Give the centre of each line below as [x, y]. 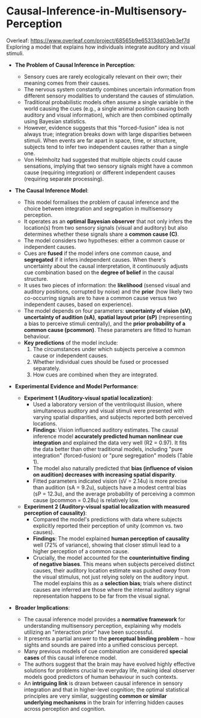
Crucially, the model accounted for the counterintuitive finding [111, 557]
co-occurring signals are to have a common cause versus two [100, 298]
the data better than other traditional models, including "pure [108, 449]
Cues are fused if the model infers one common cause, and [98, 253]
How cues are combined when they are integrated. [95, 375]
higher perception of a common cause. [81, 551]
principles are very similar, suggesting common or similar [95, 696]
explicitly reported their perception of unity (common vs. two [108, 526]
